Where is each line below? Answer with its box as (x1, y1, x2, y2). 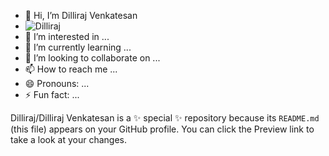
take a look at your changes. (10, 134, 128, 145)
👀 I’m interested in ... (24, 31, 110, 42)
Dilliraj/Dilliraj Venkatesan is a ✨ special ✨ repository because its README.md (10, 112, 320, 124)
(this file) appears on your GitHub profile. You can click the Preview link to (10, 123, 315, 135)
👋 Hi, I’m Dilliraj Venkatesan (24, 10, 138, 21)
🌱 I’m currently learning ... (24, 41, 132, 53)
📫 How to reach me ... (24, 63, 118, 75)
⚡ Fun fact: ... (24, 89, 80, 100)
